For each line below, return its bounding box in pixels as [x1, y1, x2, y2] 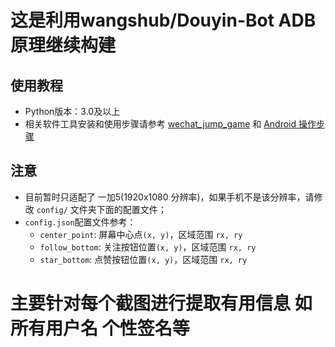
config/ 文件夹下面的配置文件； [36, 203, 167, 215]
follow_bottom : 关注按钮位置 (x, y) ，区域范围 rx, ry [39, 241, 257, 253]
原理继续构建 [10, 34, 117, 57]
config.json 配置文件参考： [24, 216, 137, 228]
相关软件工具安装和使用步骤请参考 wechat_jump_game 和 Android [24, 118, 297, 130]
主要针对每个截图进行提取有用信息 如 [10, 292, 313, 315]
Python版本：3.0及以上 [24, 106, 121, 117]
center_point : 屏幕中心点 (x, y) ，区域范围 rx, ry [39, 228, 243, 240]
